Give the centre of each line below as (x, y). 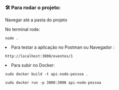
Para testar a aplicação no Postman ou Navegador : (63, 47)
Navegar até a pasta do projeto (36, 20)
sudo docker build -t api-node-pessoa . (47, 74)
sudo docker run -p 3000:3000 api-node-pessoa (53, 83)
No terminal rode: (23, 29)
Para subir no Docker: (33, 65)
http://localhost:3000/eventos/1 (39, 56)
